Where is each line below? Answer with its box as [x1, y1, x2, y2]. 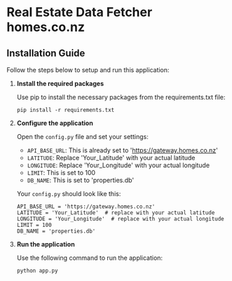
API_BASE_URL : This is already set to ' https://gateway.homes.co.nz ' [27, 146, 219, 155]
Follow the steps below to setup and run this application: [6, 66, 170, 74]
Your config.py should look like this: [16, 190, 121, 197]
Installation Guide [6, 47, 86, 59]
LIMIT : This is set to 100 [27, 169, 96, 176]
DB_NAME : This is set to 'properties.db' [27, 176, 135, 184]
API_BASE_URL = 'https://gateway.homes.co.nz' [16, 203, 156, 210]
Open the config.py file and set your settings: [16, 133, 149, 140]
